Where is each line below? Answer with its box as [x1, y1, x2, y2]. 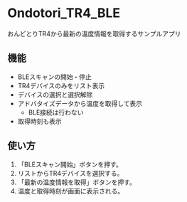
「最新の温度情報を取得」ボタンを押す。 [17, 178, 137, 186]
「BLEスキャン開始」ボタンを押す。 [17, 160, 122, 169]
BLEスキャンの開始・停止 [17, 73, 92, 81]
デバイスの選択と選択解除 [17, 90, 93, 99]
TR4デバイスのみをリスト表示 [17, 81, 105, 90]
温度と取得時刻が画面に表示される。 [17, 186, 124, 195]
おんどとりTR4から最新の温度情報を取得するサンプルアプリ [7, 29, 181, 38]
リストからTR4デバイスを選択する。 [17, 169, 124, 177]
